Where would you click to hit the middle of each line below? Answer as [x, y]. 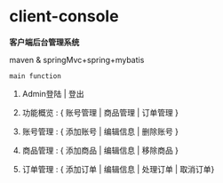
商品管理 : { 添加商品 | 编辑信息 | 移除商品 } [100, 150]
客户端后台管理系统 [44, 42]
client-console [64, 16]
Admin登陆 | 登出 [53, 93]
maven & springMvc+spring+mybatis [77, 60]
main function [36, 76]
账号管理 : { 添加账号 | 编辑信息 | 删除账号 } [100, 131]
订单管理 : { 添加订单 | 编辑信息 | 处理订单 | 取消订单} [118, 169]
